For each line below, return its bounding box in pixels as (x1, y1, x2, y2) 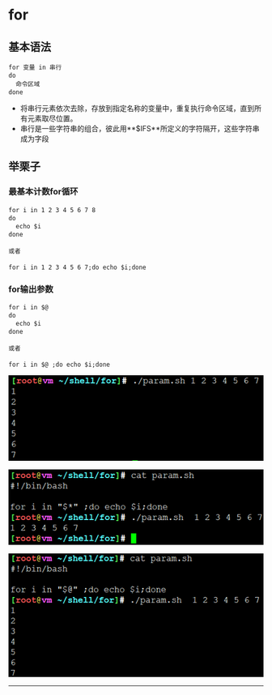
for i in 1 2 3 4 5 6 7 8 (8, 206, 96, 214)
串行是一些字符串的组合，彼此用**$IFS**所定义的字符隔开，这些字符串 (19, 124, 260, 133)
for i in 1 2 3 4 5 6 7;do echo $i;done (8, 263, 147, 271)
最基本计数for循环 (8, 186, 79, 198)
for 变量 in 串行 (8, 63, 62, 71)
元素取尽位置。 (27, 113, 78, 123)
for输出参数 (8, 284, 54, 295)
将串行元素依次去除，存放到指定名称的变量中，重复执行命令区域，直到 (19, 104, 255, 113)
